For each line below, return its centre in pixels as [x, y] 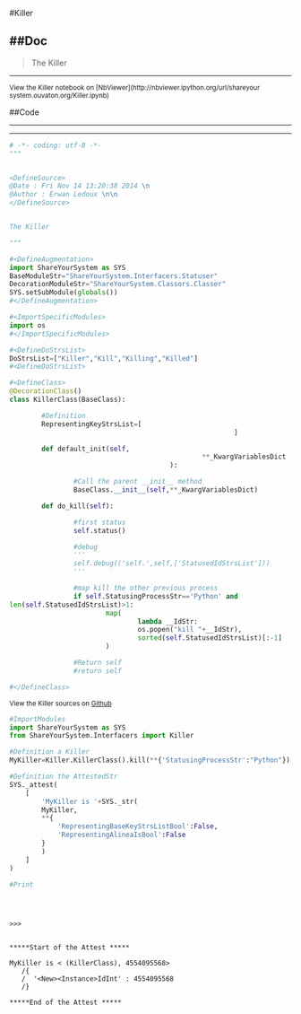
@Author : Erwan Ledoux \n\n [64, 195]
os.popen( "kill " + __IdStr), [190, 630]
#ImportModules [38, 719]
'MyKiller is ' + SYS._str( [90, 801]
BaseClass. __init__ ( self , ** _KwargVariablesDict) [165, 490]
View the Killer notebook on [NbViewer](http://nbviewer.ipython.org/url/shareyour [135, 87]
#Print [21, 884]
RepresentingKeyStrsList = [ [92, 424]
